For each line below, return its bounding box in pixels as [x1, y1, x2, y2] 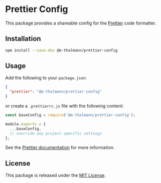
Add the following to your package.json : [5, 75, 87, 81]
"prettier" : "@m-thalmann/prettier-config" [10, 89, 102, 94]
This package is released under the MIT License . [5, 172, 106, 178]
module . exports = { [5, 121, 46, 126]
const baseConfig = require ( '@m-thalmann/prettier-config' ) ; [5, 112, 136, 118]
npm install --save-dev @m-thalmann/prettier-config [5, 47, 118, 53]
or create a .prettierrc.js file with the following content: [5, 103, 124, 109]
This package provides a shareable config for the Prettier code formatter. [5, 20, 156, 26]
